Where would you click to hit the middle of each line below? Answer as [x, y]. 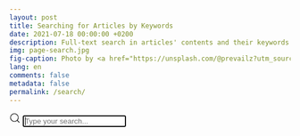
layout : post [33, 17]
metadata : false [39, 84]
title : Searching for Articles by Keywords [92, 26]
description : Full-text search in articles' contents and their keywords [150, 42]
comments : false [39, 76]
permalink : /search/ [48, 92]
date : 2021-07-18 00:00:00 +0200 [71, 34]
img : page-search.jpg [50, 51]
